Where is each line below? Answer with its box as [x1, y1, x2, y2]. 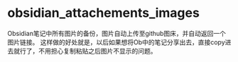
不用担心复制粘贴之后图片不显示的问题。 [38, 46, 157, 55]
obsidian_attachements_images [7, 5, 200, 21]
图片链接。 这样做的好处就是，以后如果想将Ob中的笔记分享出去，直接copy [7, 37, 225, 46]
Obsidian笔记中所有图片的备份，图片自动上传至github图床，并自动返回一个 [7, 29, 226, 37]
